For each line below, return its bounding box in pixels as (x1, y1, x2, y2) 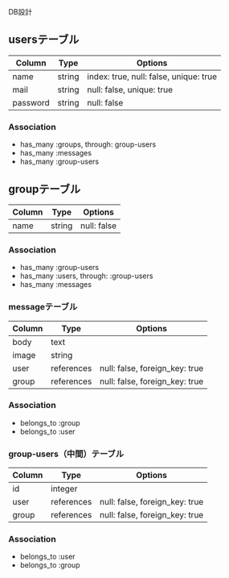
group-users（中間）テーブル (8, 448, 125, 459)
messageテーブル (8, 301, 78, 313)
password (12, 97, 50, 108)
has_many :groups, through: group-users (19, 139, 157, 149)
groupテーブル (8, 182, 81, 196)
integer (51, 483, 78, 494)
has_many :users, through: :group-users (19, 271, 153, 281)
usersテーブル (8, 33, 80, 47)
